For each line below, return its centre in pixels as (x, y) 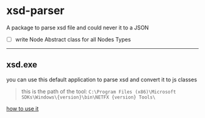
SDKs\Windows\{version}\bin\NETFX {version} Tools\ (88, 97)
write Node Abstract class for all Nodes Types (73, 39)
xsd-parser (36, 11)
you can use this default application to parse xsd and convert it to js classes (102, 79)
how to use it (23, 108)
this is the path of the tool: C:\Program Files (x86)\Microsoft (99, 91)
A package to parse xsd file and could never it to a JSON (78, 28)
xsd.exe (22, 65)
